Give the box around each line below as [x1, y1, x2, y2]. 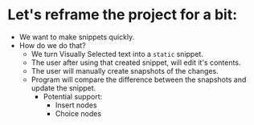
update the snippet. [31, 83, 96, 93]
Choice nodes [55, 108, 102, 118]
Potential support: [43, 91, 102, 101]
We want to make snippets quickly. [18, 32, 135, 42]
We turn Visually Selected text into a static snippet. [31, 49, 204, 58]
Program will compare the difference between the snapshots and [31, 75, 247, 84]
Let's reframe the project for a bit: [7, 6, 238, 24]
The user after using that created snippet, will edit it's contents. [31, 58, 241, 67]
